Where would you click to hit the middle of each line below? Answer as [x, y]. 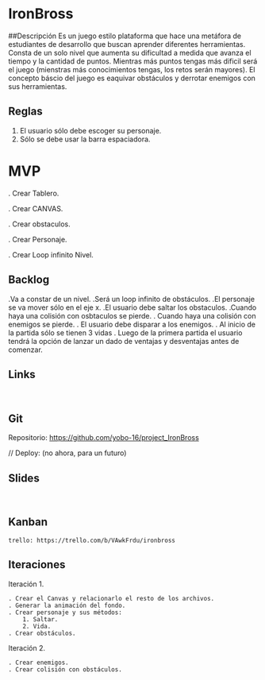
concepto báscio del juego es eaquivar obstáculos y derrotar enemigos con [132, 78]
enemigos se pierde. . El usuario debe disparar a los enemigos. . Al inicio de [132, 324]
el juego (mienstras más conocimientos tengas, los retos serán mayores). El [132, 69]
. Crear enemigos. [38, 663]
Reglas [25, 112]
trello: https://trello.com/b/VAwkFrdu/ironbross [92, 540]
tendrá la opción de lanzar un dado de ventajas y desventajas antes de [124, 341]
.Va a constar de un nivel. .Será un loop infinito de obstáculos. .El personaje [132, 299]
